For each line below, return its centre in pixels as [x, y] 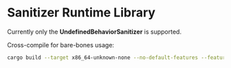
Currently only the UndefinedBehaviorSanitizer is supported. [95, 32]
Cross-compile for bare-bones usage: [61, 45]
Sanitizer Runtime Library [81, 13]
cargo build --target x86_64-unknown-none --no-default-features [102, 57]
